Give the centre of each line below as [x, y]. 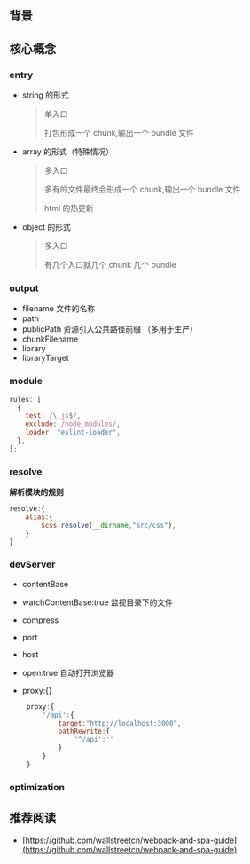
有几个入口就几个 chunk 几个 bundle [110, 265]
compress [40, 620]
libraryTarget [45, 358]
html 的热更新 [69, 208]
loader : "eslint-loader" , [73, 433]
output [24, 288]
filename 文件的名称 [59, 309]
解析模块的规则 [36, 492]
